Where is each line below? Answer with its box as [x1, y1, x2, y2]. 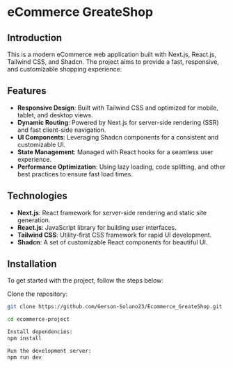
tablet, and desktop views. [17, 110, 93, 119]
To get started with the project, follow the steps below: [7, 276, 163, 285]
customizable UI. [17, 140, 66, 149]
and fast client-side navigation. [17, 126, 106, 134]
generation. [17, 216, 51, 224]
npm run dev [7, 353, 42, 361]
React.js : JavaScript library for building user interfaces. [17, 223, 177, 231]
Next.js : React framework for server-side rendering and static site [17, 208, 207, 217]
